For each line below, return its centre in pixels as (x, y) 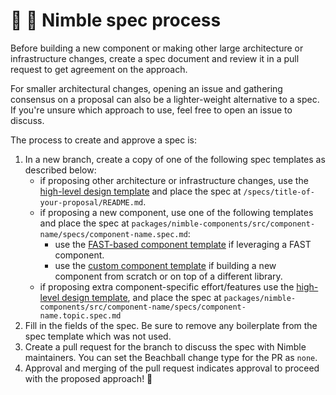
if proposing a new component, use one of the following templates (176, 212)
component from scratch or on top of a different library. (168, 276)
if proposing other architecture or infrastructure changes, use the (174, 180)
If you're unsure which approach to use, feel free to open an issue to (151, 110)
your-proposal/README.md (91, 202)
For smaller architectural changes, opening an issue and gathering (146, 88)
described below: (60, 170)
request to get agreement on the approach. (99, 69)
